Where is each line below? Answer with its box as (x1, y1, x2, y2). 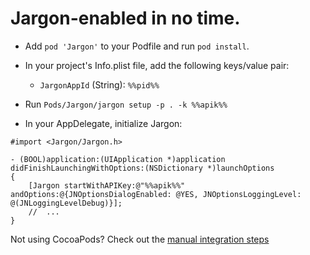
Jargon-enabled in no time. (10, 7, 241, 30)
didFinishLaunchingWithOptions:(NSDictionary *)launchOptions (10, 163, 275, 173)
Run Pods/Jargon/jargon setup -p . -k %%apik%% (24, 98, 228, 110)
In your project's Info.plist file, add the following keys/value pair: (24, 59, 290, 71)
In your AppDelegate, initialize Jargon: (24, 117, 183, 129)
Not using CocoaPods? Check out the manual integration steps (10, 233, 270, 245)
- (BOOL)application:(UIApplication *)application (10, 154, 226, 164)
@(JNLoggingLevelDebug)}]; (10, 198, 123, 208)
